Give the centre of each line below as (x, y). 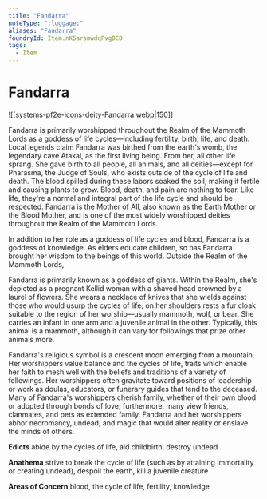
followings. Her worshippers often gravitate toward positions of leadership (130, 380)
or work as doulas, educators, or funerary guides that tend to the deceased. (133, 389)
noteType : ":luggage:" (46, 23)
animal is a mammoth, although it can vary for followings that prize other (127, 331)
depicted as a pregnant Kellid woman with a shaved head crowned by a (126, 288)
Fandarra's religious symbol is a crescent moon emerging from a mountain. (132, 355)
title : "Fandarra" (39, 16)
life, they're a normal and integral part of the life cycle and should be (121, 198)
